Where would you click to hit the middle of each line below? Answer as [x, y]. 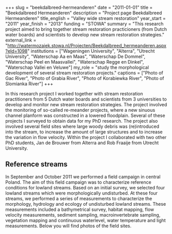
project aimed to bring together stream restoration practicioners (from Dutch [86, 29]
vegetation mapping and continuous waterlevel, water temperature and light [85, 220]
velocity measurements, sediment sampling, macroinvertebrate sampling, [83, 215]
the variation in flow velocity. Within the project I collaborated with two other [86, 137]
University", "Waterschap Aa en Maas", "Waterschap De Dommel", [75, 56]
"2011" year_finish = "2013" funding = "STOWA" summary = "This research [84, 24]
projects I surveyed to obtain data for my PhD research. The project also [82, 121]
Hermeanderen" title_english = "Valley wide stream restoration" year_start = [85, 18]
